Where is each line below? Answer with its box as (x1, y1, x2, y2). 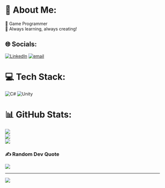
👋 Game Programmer (5, 21, 48, 27)
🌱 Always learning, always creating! (5, 26, 77, 31)
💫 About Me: (5, 4, 57, 16)
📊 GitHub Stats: (5, 109, 72, 120)
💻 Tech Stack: (5, 71, 66, 82)
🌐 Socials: (5, 40, 37, 49)
